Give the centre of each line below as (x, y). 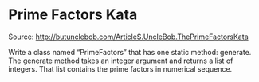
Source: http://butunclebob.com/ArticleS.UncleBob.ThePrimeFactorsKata (128, 37)
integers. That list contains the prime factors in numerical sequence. (120, 68)
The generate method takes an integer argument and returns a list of (121, 61)
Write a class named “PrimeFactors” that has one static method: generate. (130, 52)
